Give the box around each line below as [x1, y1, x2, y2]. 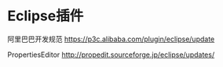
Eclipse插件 [7, 7, 84, 25]
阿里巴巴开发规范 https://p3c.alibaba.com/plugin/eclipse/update [7, 34, 215, 44]
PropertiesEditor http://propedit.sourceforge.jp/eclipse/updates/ [7, 50, 215, 59]
